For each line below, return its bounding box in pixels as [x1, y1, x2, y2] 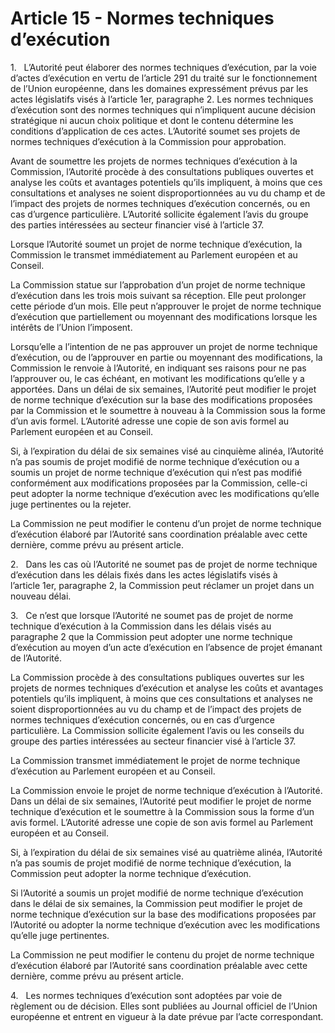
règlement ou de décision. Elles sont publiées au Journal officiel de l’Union [10, 1000, 318, 1012]
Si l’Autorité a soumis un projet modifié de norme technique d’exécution [10, 887, 304, 899]
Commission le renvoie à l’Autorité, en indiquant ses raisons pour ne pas [10, 362, 307, 374]
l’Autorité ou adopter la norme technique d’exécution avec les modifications [10, 918, 321, 931]
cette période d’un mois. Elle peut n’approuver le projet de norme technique [10, 300, 322, 312]
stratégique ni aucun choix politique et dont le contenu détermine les [10, 114, 294, 126]
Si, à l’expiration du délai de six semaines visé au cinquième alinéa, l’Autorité [10, 445, 325, 457]
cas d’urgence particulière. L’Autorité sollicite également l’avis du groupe [10, 208, 309, 220]
